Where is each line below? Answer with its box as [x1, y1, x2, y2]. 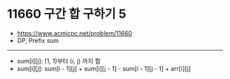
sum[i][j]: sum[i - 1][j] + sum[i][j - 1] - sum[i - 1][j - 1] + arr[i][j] [16, 64, 191, 72]
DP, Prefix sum [16, 36, 60, 44]
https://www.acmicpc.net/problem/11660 [16, 29, 132, 37]
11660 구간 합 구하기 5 [7, 6, 127, 22]
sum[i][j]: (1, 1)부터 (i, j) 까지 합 [16, 57, 101, 65]
